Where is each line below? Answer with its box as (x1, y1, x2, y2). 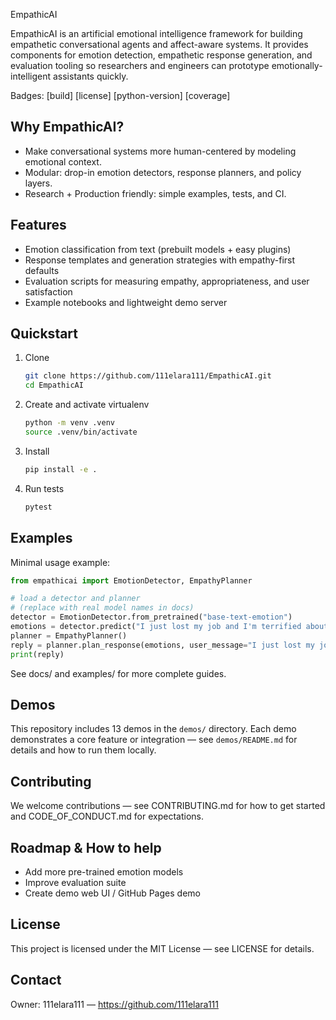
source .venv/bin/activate (24, 427, 138, 438)
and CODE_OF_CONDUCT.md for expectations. (10, 810, 205, 823)
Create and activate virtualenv (24, 399, 150, 411)
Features (10, 217, 67, 234)
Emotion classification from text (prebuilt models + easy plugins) (24, 243, 292, 255)
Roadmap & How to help (10, 839, 162, 856)
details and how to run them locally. (10, 744, 157, 756)
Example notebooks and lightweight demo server (24, 296, 228, 308)
